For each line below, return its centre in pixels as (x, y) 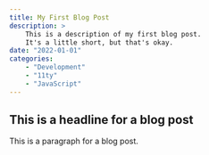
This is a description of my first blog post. (113, 34)
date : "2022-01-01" (46, 51)
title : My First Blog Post (59, 17)
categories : (31, 59)
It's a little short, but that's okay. (100, 42)
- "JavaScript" (54, 84)
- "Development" (56, 68)
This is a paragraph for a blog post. (74, 141)
